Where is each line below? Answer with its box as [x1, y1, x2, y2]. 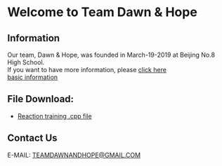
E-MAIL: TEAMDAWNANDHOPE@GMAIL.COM [7, 151, 141, 159]
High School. [7, 58, 45, 67]
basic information [7, 73, 58, 81]
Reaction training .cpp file [17, 111, 93, 120]
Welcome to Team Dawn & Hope [7, 4, 198, 20]
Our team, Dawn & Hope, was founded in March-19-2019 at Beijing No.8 [7, 50, 216, 59]
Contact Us [7, 132, 58, 144]
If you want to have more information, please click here [7, 66, 167, 74]
